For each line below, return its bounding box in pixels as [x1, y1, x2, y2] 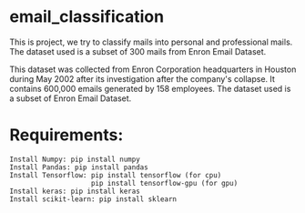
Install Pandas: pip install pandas [9, 162, 148, 172]
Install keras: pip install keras [9, 187, 141, 196]
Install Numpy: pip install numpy [9, 155, 141, 164]
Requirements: [9, 125, 124, 146]
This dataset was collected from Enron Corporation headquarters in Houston [9, 64, 297, 75]
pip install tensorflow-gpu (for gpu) [90, 178, 239, 188]
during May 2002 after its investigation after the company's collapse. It [9, 73, 276, 84]
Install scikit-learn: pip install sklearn [9, 194, 178, 204]
